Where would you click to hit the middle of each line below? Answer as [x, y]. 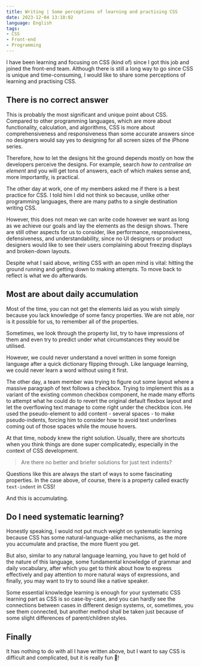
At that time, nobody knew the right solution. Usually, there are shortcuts [96, 438]
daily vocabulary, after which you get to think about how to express [89, 568]
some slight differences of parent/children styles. [67, 618]
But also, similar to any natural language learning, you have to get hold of [96, 556]
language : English [29, 23]
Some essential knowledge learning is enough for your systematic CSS [94, 593]
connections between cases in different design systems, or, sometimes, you [100, 605]
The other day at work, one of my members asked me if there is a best [93, 189]
